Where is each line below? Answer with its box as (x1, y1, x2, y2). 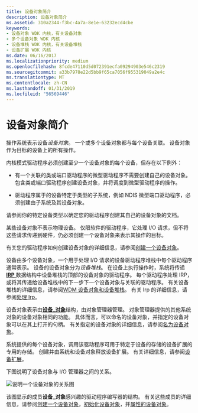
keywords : (6, 25, 31, 31)
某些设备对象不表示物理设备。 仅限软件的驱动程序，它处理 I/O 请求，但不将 (6, 224, 189, 231)
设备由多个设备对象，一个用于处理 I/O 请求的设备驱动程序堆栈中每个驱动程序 (6, 256, 193, 264)
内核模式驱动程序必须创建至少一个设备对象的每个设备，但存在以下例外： (6, 159, 182, 166)
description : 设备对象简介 (6, 14, 67, 20)
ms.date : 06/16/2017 (6, 53, 57, 58)
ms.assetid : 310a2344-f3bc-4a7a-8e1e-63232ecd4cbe (6, 19, 134, 25)
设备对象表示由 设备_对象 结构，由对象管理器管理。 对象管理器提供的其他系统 (6, 305, 191, 313)
